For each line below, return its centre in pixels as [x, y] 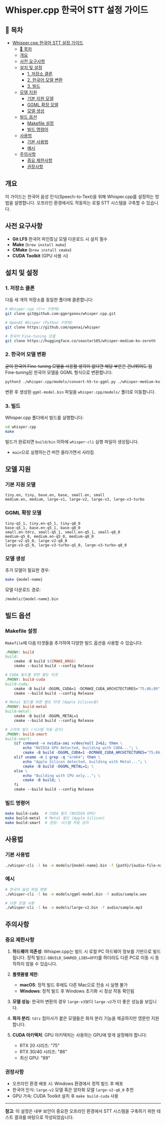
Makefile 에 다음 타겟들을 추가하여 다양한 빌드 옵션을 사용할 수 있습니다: [74, 643]
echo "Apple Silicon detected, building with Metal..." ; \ [85, 762]
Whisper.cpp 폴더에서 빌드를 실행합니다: [44, 418]
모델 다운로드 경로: [23, 589]
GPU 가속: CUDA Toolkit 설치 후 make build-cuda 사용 [65, 1096]
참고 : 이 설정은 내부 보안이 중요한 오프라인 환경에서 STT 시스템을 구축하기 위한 [80, 1111]
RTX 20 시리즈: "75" [40, 1045]
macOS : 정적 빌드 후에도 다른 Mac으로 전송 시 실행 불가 [74, 985]
